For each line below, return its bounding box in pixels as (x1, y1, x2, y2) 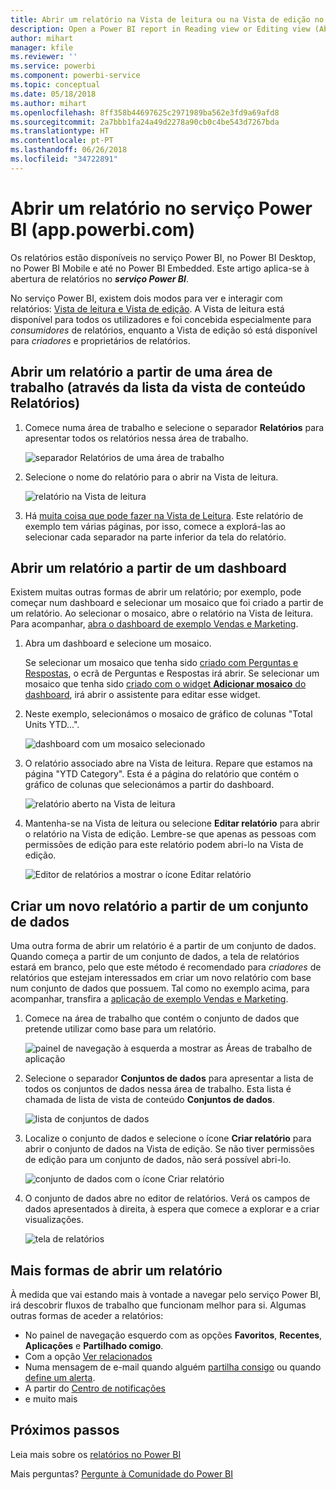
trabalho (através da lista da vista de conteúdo (10, 379, 306, 396)
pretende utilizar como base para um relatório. (24, 1023, 217, 1035)
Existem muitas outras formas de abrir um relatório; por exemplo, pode (10, 586, 302, 598)
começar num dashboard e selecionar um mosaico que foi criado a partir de (10, 597, 324, 609)
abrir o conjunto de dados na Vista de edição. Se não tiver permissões (24, 1143, 315, 1155)
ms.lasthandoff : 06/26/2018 (10, 145, 128, 155)
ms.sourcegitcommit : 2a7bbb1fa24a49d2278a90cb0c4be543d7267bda (10, 117, 280, 127)
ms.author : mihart (10, 98, 87, 108)
